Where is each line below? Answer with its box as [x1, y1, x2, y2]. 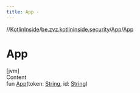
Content [6, 74, 27, 81]
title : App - [6, 9, 40, 15]
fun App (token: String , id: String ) [6, 80, 88, 87]
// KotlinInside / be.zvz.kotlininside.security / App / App [6, 26, 134, 33]
